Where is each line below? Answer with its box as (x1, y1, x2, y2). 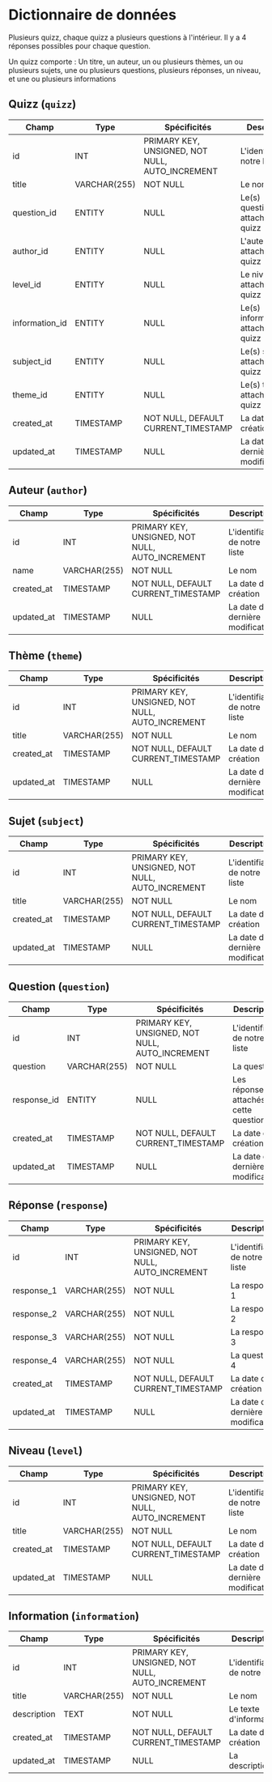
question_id (12, 206, 57, 218)
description (12, 1708, 56, 1720)
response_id (12, 1095, 59, 1105)
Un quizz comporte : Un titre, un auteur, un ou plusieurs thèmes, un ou (8, 57, 244, 66)
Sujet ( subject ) (8, 814, 84, 827)
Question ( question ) (8, 980, 110, 993)
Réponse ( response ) (8, 1198, 108, 1212)
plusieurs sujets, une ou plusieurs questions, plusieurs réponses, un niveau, (8, 65, 261, 74)
